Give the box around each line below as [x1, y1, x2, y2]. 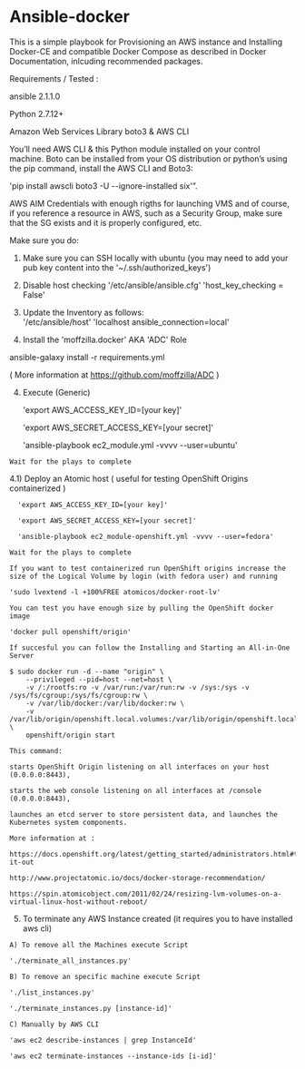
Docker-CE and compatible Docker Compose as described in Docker [9, 45, 267, 56]
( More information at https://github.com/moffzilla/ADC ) [9, 369, 220, 380]
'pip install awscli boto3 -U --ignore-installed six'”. [9, 180, 198, 191]
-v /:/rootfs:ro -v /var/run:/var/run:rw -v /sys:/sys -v [25, 682, 250, 691]
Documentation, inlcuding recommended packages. [9, 55, 203, 66]
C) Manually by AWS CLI [9, 1019, 100, 1029]
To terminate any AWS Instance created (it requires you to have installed [22, 913, 293, 924]
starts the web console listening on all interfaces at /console [9, 786, 261, 795]
